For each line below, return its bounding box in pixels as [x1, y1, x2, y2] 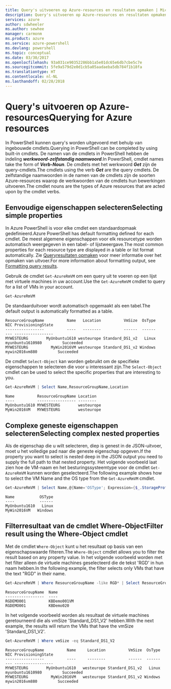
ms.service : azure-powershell [5, 41, 70, 46]
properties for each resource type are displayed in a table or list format [5, 247, 154, 253]
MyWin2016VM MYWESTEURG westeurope [5, 407, 101, 412]
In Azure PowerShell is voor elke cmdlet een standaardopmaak [5, 225, 137, 231]
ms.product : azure [5, 36, 44, 41]
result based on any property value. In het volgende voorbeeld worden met [5, 554, 163, 560]
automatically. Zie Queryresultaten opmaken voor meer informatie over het [5, 252, 162, 258]
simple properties [5, 211, 63, 220]
